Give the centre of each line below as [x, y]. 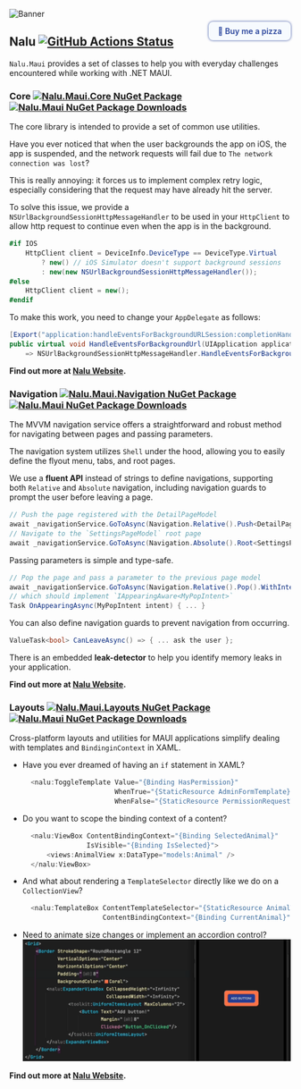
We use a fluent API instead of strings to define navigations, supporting [141, 478]
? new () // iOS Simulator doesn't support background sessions [161, 262]
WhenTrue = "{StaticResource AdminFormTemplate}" [205, 792]
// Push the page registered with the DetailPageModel [113, 515]
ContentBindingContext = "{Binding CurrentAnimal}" [196, 918]
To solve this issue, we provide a [69, 207]
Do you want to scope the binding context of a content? [125, 818]
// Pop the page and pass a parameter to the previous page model [135, 578]
